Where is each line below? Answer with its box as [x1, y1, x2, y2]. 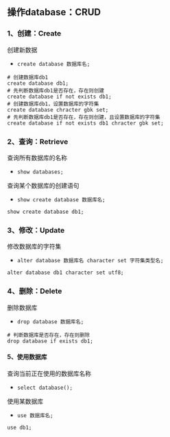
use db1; [7, 424, 32, 431]
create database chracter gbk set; [7, 106, 109, 113]
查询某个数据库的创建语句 [7, 181, 80, 190]
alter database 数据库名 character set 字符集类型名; [16, 258, 164, 264]
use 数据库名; [16, 412, 53, 419]
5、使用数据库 [7, 353, 47, 361]
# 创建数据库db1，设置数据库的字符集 [7, 100, 99, 108]
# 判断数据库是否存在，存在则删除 [7, 332, 90, 338]
